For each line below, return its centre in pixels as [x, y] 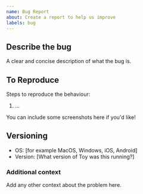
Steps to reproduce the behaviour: [48, 94]
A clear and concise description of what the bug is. [69, 61]
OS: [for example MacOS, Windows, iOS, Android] [76, 150]
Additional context [34, 172]
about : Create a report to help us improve [61, 17]
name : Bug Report [28, 12]
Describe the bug [39, 47]
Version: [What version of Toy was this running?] [74, 157]
